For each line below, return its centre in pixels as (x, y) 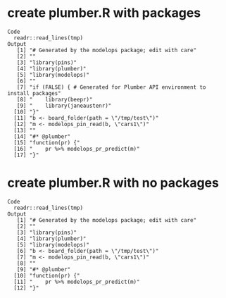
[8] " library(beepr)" (55, 99)
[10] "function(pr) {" (47, 275)
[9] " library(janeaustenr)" (64, 106)
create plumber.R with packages (104, 13)
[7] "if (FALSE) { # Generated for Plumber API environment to (111, 87)
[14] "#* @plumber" (42, 136)
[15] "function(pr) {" (47, 142)
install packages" (34, 93)
